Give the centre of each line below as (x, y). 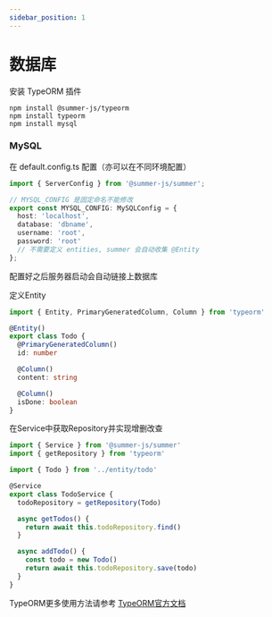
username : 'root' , (52, 233)
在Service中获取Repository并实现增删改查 (86, 428)
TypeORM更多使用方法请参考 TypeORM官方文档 (98, 603)
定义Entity (28, 295)
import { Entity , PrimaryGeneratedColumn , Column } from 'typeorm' (137, 312)
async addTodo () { (52, 552)
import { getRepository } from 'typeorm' (87, 454)
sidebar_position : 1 (48, 17)
